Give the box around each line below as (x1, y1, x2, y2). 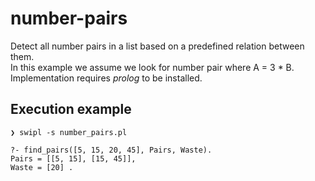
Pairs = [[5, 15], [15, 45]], (10, 153, 137, 164)
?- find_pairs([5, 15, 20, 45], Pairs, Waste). (10, 145, 213, 155)
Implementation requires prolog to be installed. (10, 72, 203, 84)
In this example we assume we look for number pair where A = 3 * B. (10, 61, 295, 73)
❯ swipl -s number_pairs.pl (10, 127, 128, 137)
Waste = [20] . (10, 162, 74, 172)
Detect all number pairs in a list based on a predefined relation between (10, 40, 305, 52)
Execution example (10, 101, 132, 118)
